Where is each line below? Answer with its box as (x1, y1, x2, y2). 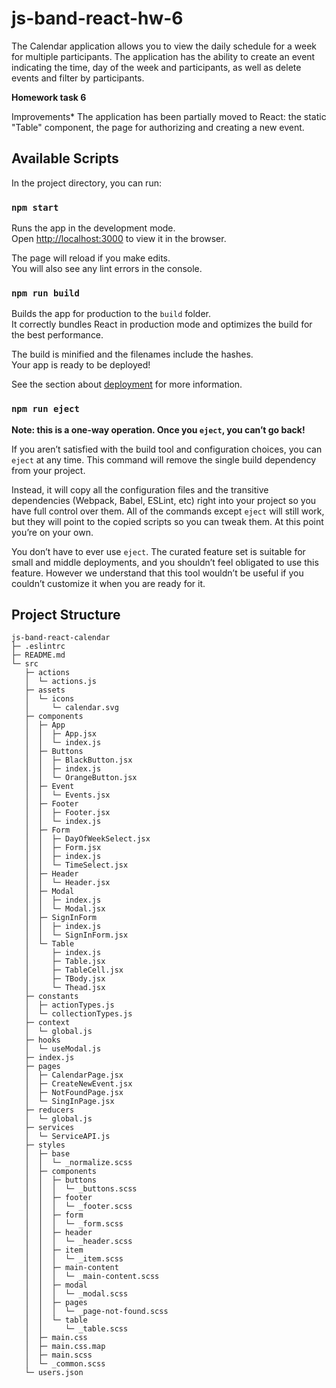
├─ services (24, 1123, 75, 1133)
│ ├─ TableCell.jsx (24, 965, 124, 976)
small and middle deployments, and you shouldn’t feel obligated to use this (11, 556, 319, 568)
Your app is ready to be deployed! (11, 359, 151, 371)
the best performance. (11, 329, 104, 341)
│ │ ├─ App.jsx (24, 729, 98, 739)
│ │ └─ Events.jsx (24, 790, 111, 801)
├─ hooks (24, 1035, 61, 1046)
